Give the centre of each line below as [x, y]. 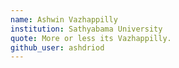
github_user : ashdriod [57, 47]
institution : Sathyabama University [86, 29]
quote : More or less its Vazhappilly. [91, 38]
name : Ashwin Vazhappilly [64, 19]
